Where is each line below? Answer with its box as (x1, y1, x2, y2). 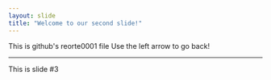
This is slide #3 (8, 64, 59, 74)
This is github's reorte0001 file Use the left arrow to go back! (8, 41, 211, 50)
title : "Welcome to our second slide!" (8, 19, 143, 27)
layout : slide (8, 11, 56, 20)
